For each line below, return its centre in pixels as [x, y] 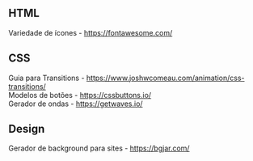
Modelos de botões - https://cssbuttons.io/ [80, 95]
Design [27, 129]
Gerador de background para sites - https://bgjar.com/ [99, 148]
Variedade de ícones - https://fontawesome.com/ [91, 32]
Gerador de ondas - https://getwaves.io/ [76, 104]
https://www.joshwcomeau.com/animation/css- [165, 78]
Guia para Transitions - [46, 78]
